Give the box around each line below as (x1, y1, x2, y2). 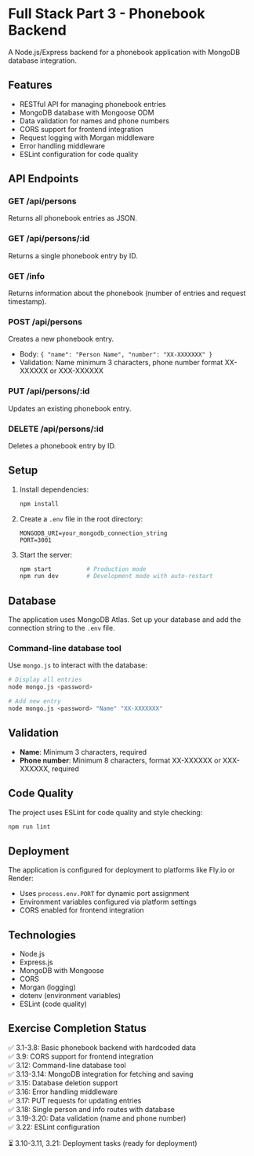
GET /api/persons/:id (8, 233, 90, 244)
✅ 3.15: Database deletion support (8, 1077, 118, 1088)
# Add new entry (8, 697, 61, 705)
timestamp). (8, 297, 47, 306)
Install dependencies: (19, 485, 89, 494)
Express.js (19, 957, 53, 967)
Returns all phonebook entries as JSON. (8, 214, 137, 223)
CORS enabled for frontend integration (19, 905, 144, 915)
